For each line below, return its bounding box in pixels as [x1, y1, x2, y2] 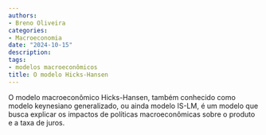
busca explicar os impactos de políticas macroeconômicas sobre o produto [8, 109, 256, 119]
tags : [8, 56, 26, 64]
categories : [8, 26, 48, 34]
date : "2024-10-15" [8, 41, 73, 49]
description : [8, 48, 52, 56]
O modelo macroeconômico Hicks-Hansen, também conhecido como [8, 92, 237, 102]
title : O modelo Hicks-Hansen [8, 71, 109, 79]
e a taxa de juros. [8, 118, 65, 127]
